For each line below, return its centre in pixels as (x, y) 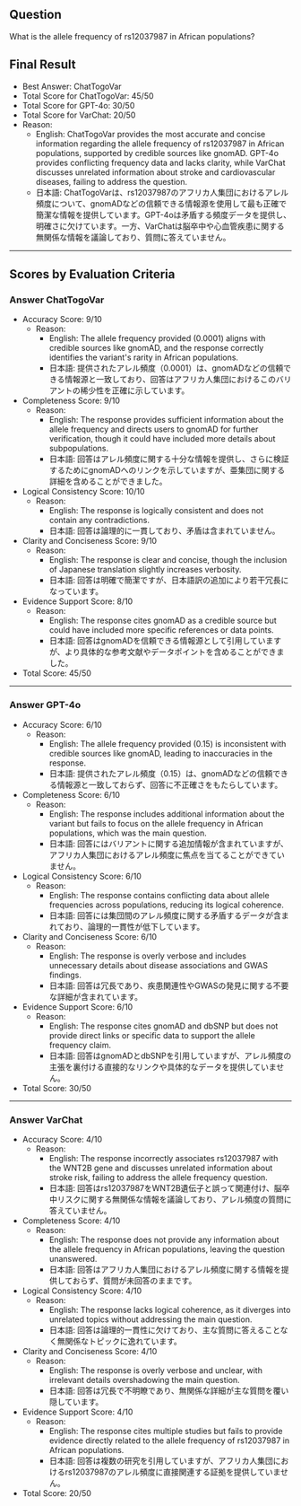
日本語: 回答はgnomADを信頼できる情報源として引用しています (165, 641)
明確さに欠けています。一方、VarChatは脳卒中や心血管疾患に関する (160, 226)
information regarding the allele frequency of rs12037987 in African (160, 144)
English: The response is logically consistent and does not (156, 511)
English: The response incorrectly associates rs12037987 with (163, 1158)
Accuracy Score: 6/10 (62, 724)
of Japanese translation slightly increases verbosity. (145, 570)
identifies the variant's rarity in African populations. (144, 357)
